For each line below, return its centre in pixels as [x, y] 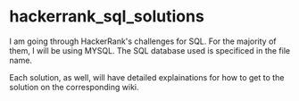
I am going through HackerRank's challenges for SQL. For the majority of [143, 41]
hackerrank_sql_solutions [107, 17]
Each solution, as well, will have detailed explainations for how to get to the [147, 77]
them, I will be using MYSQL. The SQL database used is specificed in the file [150, 50]
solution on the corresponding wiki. [75, 87]
